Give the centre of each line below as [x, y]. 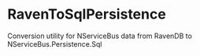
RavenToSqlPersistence [87, 14]
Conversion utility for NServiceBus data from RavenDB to [100, 36]
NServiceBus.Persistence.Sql [55, 44]
